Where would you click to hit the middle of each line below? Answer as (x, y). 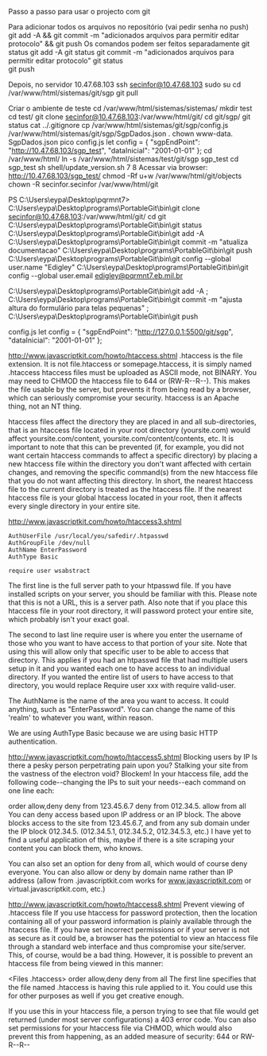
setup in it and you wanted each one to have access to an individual (119, 668)
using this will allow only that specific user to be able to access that (118, 652)
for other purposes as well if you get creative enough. (96, 996)
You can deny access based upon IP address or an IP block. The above (125, 814)
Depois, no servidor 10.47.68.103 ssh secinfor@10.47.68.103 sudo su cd (125, 84)
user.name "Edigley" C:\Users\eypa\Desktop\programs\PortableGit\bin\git (128, 267)
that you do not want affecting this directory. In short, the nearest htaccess (131, 481)
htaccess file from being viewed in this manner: (86, 963)
